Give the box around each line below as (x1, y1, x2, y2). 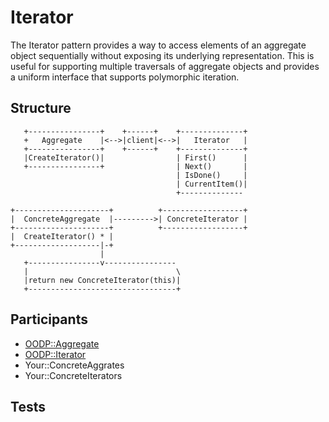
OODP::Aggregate (24, 337, 100, 350)
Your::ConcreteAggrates (24, 359, 125, 371)
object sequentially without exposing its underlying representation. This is (10, 49, 315, 61)
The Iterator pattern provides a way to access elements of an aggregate (10, 39, 307, 51)
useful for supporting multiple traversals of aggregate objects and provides (10, 60, 320, 72)
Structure (10, 100, 72, 117)
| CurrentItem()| (175, 179, 248, 189)
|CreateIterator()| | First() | (23, 152, 248, 163)
